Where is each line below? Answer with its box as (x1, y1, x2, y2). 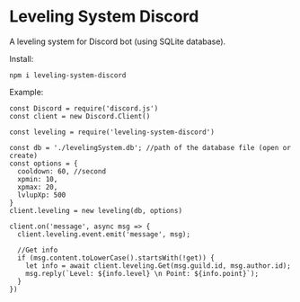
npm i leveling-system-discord (9, 70, 127, 80)
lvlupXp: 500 (17, 191, 66, 200)
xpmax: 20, (17, 182, 58, 191)
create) (9, 151, 39, 160)
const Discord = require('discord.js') (9, 103, 159, 113)
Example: (9, 86, 44, 97)
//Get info (17, 245, 58, 254)
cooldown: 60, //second (17, 166, 106, 176)
